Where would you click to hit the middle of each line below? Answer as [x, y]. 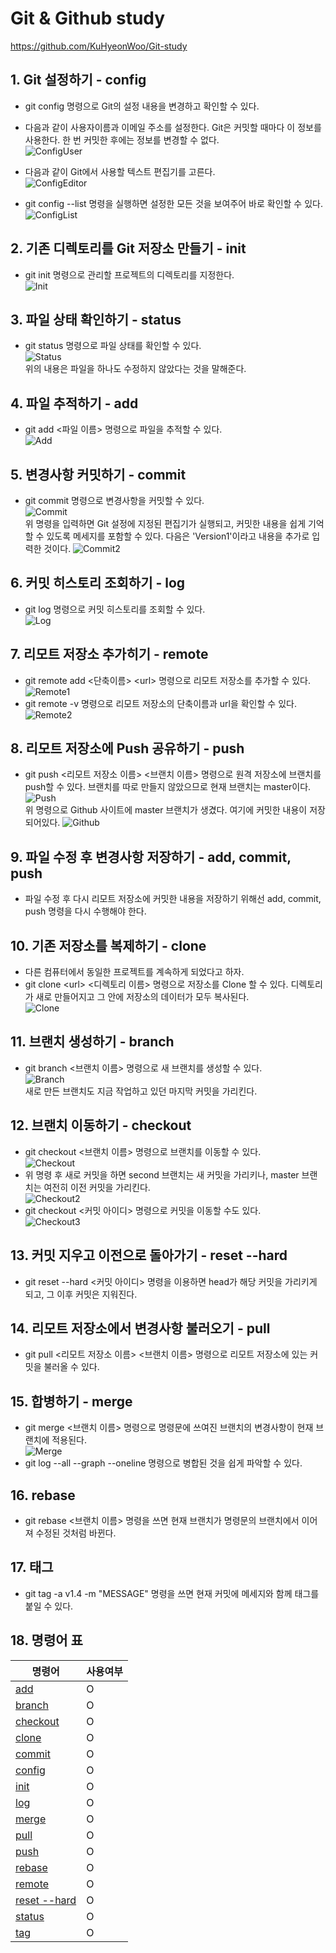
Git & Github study [88, 18]
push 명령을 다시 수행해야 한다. [85, 911]
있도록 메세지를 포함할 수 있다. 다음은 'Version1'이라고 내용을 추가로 [178, 536]
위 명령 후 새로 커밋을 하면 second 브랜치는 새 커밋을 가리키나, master [162, 1174]
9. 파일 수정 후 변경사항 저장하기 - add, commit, [151, 857]
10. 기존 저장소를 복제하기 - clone [108, 945]
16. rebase [43, 1495]
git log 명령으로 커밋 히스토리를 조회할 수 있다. [115, 609]
